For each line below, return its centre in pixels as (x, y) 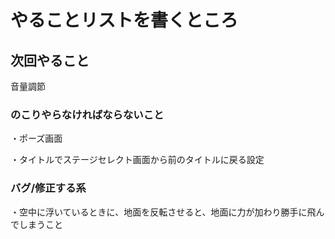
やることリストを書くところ (124, 20)
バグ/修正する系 (48, 188)
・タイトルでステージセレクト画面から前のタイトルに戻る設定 (137, 160)
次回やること (50, 60)
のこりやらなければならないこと (87, 114)
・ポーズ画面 (36, 138)
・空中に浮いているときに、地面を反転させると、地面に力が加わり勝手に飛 (163, 212)
